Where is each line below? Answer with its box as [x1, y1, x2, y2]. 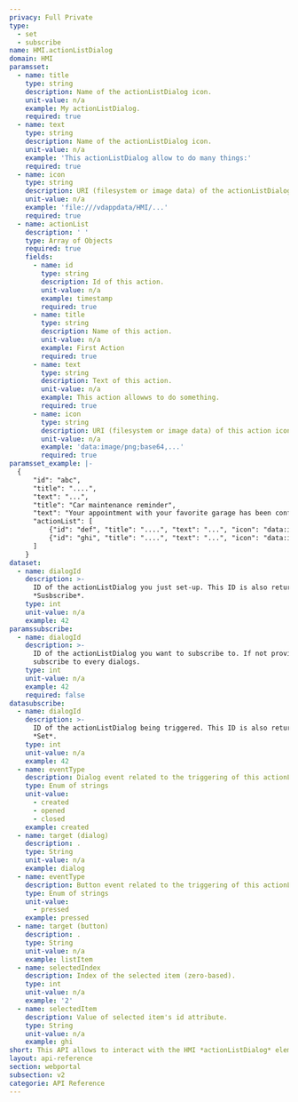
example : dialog [25, 864, 86, 873]
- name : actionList [17, 220, 90, 228]
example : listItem [25, 954, 93, 964]
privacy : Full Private [9, 12, 93, 22]
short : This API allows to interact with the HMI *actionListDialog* [9, 1046, 272, 1055]
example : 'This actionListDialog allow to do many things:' [25, 153, 252, 163]
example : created [25, 823, 90, 832]
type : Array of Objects [25, 236, 114, 245]
